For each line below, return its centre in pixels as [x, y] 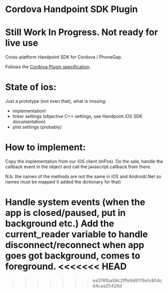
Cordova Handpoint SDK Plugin [71, 9]
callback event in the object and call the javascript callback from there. [78, 167]
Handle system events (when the [75, 202]
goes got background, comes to [73, 256]
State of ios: [31, 87]
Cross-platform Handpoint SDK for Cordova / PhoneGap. [64, 57]
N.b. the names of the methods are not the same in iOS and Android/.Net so [83, 177]
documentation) [29, 122]
